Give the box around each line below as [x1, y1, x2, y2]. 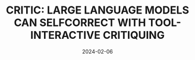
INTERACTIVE [30, 29, 100, 42]
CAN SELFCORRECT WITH [14, 16, 146, 29]
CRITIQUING [102, 29, 165, 42]
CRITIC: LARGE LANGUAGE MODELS [5, 4, 190, 17]
